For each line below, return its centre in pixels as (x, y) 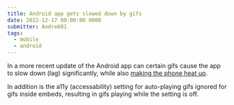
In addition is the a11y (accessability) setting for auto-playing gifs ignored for (117, 87)
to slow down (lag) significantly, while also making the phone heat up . (108, 73)
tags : (15, 33)
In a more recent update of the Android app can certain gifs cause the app (114, 66)
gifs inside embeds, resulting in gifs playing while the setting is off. (103, 94)
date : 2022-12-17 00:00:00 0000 (54, 20)
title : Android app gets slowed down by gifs (74, 14)
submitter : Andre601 (37, 26)
